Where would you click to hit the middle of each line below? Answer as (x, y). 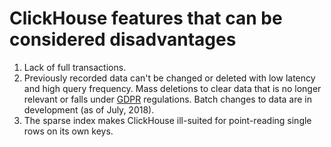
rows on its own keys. (68, 131)
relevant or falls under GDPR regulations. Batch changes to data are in (167, 99)
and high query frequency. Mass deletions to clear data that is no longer (172, 88)
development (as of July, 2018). (89, 109)
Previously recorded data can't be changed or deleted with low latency (169, 78)
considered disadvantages (123, 39)
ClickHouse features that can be (146, 18)
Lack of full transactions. (75, 67)
